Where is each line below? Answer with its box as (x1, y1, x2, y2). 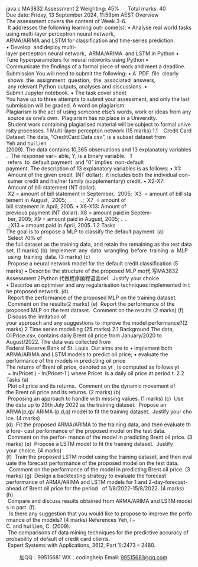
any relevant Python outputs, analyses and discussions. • (7, 83, 148, 90)
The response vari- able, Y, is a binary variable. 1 (10, 153, 132, 159)
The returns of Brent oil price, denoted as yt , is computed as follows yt (6, 363, 180, 370)
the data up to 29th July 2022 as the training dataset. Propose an (6, 401, 167, 408)
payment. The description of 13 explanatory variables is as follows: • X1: (6, 165, 182, 172)
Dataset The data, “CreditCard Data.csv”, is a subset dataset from (6, 134, 166, 140)
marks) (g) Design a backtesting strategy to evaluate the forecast (6, 472, 167, 479)
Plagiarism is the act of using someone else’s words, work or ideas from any (6, 108, 191, 115)
